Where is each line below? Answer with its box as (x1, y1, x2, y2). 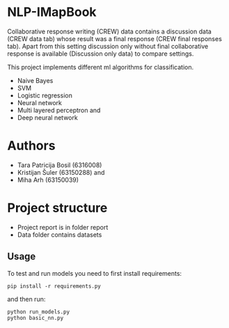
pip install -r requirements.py (7, 283, 101, 290)
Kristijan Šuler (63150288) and (17, 168, 105, 176)
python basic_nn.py (7, 314, 64, 321)
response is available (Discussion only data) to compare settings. (7, 49, 194, 58)
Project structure (7, 200, 108, 216)
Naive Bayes (17, 76, 54, 84)
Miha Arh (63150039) (17, 175, 79, 184)
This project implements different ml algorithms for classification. (7, 63, 194, 71)
